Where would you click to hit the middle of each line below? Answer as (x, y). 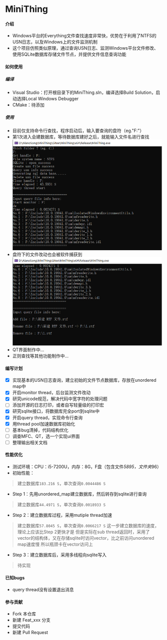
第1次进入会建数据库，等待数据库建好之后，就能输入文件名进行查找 (81, 137)
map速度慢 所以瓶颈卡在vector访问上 (55, 544)
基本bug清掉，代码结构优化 (40, 430)
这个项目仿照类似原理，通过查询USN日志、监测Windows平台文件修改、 (85, 48)
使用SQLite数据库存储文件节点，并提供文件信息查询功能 (69, 54)
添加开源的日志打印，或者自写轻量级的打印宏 (58, 405)
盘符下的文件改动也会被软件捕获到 (47, 255)
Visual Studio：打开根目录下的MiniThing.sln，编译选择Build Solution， (84, 92)
